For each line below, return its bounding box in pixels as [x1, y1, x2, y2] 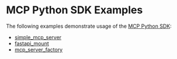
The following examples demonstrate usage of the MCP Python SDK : [6, 23, 172, 30]
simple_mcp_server [14, 34, 62, 40]
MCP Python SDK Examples [6, 3, 143, 17]
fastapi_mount [14, 40, 50, 47]
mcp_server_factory [14, 46, 63, 53]
